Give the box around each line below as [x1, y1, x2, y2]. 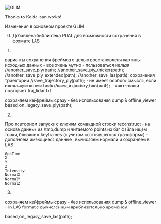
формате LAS [12, 38, 40, 44]
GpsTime [5, 151, 21, 156]
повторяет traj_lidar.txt [5, 88, 51, 93]
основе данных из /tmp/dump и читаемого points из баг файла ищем [5, 126, 147, 132]
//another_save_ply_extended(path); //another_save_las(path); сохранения [5, 72, 155, 78]
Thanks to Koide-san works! [5, 14, 62, 19]
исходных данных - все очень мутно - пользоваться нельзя [5, 62, 130, 68]
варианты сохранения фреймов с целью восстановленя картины [5, 57, 141, 63]
